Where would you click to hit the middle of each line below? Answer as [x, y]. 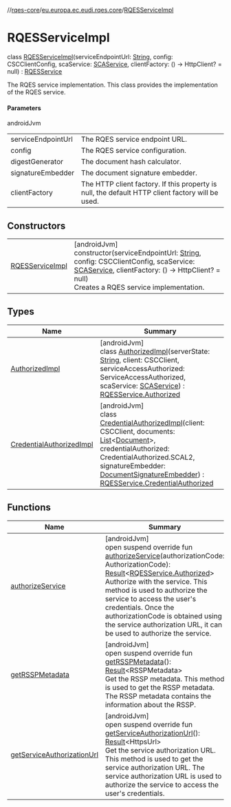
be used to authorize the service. [158, 633]
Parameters [24, 108]
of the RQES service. [37, 92]
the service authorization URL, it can [163, 625]
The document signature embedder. [140, 173]
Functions [29, 508]
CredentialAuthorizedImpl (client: [152, 423]
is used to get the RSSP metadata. [160, 687]
